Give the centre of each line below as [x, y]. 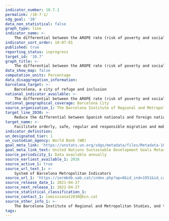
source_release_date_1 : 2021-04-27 [43, 183]
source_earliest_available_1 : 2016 [43, 159]
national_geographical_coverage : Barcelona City [57, 103]
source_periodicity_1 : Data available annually [56, 155]
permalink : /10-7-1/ [27, 15]
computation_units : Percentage [38, 75]
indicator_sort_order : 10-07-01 [39, 43]
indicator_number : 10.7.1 [32, 10]
